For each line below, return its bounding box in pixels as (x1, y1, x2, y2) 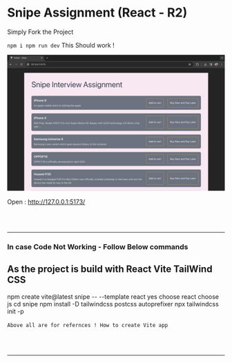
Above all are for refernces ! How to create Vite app (7, 322, 168, 328)
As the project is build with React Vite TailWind (7, 264, 213, 275)
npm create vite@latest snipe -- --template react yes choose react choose (7, 292, 220, 301)
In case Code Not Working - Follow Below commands (7, 242, 188, 251)
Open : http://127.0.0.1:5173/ (7, 197, 86, 206)
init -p (7, 307, 24, 315)
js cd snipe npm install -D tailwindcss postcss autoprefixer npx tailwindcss (7, 300, 219, 308)
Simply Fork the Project (7, 28, 74, 36)
